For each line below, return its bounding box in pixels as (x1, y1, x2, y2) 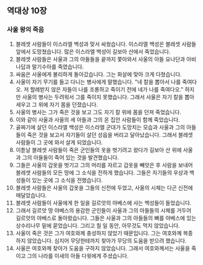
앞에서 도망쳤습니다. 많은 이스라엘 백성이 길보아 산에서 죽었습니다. (15, 48, 171, 55)
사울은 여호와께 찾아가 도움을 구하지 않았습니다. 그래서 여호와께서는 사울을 (15, 244, 190, 252)
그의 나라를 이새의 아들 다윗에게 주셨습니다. (27, 252, 129, 259)
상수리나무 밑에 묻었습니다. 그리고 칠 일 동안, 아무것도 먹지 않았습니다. (15, 221, 180, 229)
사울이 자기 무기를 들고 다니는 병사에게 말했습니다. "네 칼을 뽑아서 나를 (15, 78, 181, 85)
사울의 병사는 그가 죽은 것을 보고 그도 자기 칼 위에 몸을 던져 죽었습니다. (15, 108, 182, 116)
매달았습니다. (15, 191, 47, 198)
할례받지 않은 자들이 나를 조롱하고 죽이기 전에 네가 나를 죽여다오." (30, 85, 184, 93)
